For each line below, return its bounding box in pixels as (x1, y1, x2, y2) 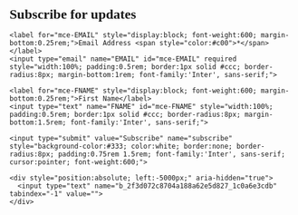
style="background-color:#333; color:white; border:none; (9, 142, 233, 151)
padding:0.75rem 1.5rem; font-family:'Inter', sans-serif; (57, 150, 285, 159)
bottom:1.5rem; (9, 118, 67, 127)
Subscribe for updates (9, 5, 137, 22)
